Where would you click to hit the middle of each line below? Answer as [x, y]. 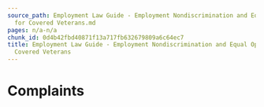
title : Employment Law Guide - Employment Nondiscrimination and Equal [127, 45]
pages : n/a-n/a [32, 30]
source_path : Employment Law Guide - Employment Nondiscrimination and [127, 15]
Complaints [46, 91]
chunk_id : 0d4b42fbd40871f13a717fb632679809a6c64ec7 [96, 37]
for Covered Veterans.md [55, 23]
